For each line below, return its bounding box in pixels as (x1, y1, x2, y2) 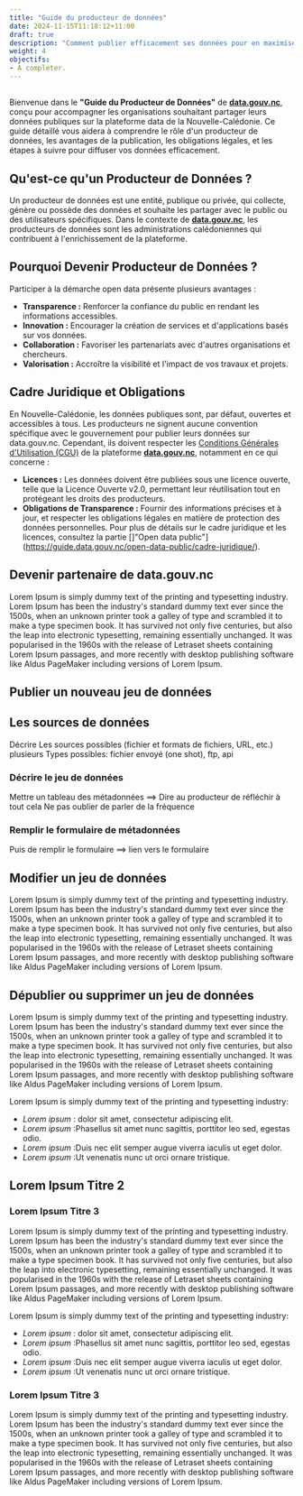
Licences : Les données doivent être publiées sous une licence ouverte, (22, 474, 291, 485)
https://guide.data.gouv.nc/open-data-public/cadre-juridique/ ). (25, 540, 261, 551)
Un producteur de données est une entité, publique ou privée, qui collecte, (9, 195, 287, 206)
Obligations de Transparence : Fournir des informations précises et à (22, 503, 282, 513)
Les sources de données (9, 715, 151, 731)
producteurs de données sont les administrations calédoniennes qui (9, 224, 262, 235)
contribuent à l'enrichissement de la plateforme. (9, 234, 188, 245)
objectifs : (9, 55, 50, 64)
